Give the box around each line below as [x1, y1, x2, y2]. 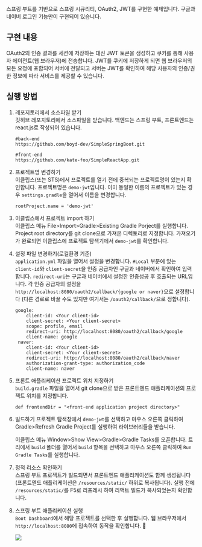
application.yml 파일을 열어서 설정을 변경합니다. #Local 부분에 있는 [14, 257, 177, 265]
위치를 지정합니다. [26, 392, 69, 399]
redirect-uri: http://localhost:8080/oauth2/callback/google [26, 328, 183, 334]
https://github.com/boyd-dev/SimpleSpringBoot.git [14, 141, 145, 147]
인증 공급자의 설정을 [34, 280, 81, 287]
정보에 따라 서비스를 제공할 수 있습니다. [12, 72, 104, 79]
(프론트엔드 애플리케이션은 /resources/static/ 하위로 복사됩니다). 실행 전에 [14, 479, 195, 486]
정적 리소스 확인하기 [14, 464, 62, 471]
